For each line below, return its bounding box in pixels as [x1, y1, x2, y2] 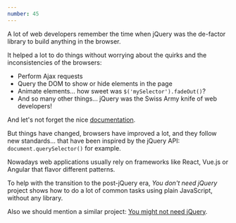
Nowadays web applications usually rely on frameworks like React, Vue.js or [7, 158, 229, 166]
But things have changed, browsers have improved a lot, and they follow [7, 129, 217, 137]
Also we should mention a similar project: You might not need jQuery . [7, 207, 208, 215]
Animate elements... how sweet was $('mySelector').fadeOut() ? [17, 87, 206, 95]
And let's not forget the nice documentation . [7, 115, 136, 124]
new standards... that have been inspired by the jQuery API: [7, 136, 180, 145]
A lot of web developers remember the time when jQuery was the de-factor [7, 30, 226, 38]
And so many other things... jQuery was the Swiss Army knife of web [17, 94, 217, 103]
